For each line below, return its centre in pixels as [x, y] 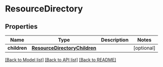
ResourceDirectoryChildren [64, 48]
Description [115, 40]
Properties [21, 27]
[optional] [144, 48]
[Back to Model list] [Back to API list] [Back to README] [61, 60]
